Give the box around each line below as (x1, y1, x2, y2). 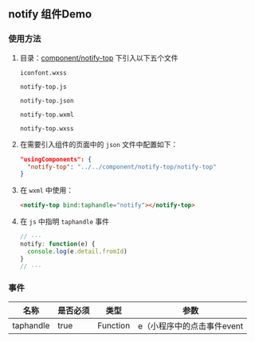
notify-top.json (19, 96, 74, 105)
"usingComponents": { (19, 155, 92, 163)
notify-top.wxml (19, 111, 74, 119)
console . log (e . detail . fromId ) (27, 247, 127, 255)
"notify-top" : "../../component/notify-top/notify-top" (27, 162, 217, 171)
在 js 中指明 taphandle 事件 (19, 217, 110, 227)
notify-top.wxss (19, 124, 74, 133)
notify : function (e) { (19, 240, 96, 248)
